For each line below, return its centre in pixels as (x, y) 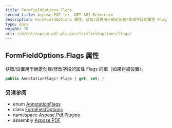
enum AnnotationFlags (36, 104)
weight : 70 (17, 29)
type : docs (17, 24)
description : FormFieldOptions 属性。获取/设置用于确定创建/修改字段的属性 (80, 19)
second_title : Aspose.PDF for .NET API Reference (60, 15)
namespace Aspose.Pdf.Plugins (46, 115)
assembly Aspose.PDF (36, 120)
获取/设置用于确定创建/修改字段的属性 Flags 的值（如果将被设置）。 (76, 69)
